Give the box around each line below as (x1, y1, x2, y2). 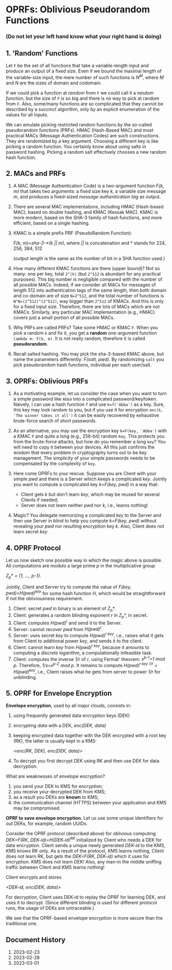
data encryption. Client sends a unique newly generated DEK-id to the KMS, (6, 842, 166, 849)
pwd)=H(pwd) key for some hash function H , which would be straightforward (6, 589, 166, 596)
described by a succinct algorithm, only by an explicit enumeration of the (6, 106, 160, 112)
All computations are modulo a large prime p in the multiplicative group (6, 563, 156, 569)
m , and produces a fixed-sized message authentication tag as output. (13, 194, 161, 200)
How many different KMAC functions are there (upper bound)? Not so (13, 265, 160, 272)
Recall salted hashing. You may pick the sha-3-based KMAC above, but (13, 351, 164, 357)
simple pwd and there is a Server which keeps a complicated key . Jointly (13, 476, 167, 482)
